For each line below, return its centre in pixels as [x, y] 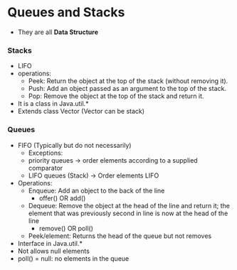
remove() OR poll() [66, 228]
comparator [46, 168]
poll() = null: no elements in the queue [73, 258]
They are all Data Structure [58, 32]
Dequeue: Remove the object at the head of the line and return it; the [129, 205]
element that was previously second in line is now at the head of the [128, 213]
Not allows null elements [54, 251]
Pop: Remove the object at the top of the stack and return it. [116, 96]
